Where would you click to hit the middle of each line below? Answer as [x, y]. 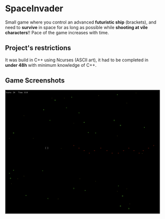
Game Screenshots [35, 81]
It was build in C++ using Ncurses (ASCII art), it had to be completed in [77, 60]
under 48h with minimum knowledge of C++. [51, 65]
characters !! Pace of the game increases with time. [57, 32]
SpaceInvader [34, 9]
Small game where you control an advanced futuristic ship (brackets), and [81, 22]
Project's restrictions [38, 48]
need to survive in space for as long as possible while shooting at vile [77, 27]
